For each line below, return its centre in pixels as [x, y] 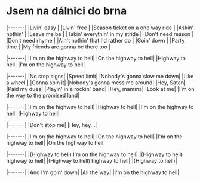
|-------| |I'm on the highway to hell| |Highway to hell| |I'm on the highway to [100, 107]
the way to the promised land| [43, 95]
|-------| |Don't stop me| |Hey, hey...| [52, 125]
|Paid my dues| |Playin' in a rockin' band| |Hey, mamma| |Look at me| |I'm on [100, 89]
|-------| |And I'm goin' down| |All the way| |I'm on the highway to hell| [93, 172]
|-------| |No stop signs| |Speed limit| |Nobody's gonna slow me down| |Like [100, 76]
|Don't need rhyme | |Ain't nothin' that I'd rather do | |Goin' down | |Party [96, 40]
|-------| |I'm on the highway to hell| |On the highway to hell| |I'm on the [94, 136]
